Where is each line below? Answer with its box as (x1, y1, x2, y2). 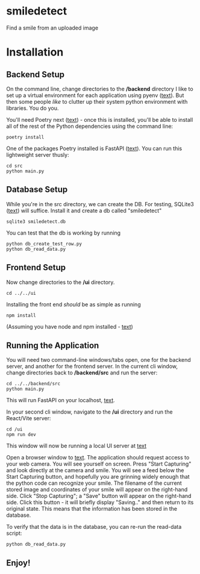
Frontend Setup (6, 262, 66, 273)
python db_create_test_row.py (6, 241, 83, 247)
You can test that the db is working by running (6, 229, 121, 236)
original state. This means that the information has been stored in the (6, 505, 178, 512)
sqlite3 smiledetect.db (6, 218, 66, 224)
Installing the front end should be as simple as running (6, 300, 141, 308)
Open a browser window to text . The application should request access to (6, 454, 190, 461)
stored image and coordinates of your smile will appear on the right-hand (6, 486, 188, 493)
